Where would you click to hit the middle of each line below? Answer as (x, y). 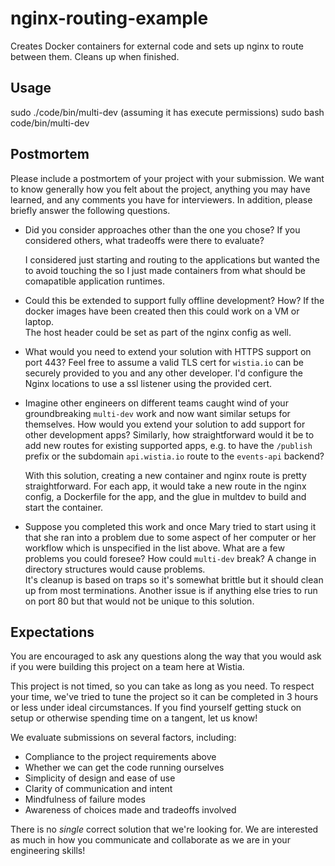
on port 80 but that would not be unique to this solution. (139, 601)
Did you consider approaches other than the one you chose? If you (162, 229)
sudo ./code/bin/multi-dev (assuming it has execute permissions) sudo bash (167, 112)
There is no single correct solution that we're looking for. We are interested (164, 829)
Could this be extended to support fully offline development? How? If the (174, 300)
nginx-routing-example (109, 18)
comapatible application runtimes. (94, 281)
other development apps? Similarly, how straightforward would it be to (169, 434)
